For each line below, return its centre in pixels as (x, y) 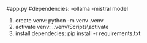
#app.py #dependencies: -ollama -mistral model (67, 9)
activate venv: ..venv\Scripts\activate (62, 27)
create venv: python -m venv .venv (59, 20)
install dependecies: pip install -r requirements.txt (78, 33)
